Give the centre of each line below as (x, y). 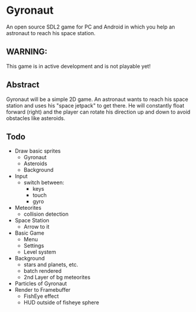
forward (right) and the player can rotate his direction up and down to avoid (98, 112)
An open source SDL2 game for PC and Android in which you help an (91, 27)
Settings (34, 246)
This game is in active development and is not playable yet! (78, 66)
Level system (40, 252)
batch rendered (42, 271)
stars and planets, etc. (51, 264)
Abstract (23, 85)
